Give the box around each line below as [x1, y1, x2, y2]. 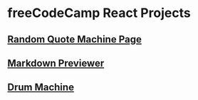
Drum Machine [7, 82, 75, 94]
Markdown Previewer [7, 57, 105, 69]
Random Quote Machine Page [7, 33, 142, 45]
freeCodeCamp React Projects [7, 5, 191, 21]
